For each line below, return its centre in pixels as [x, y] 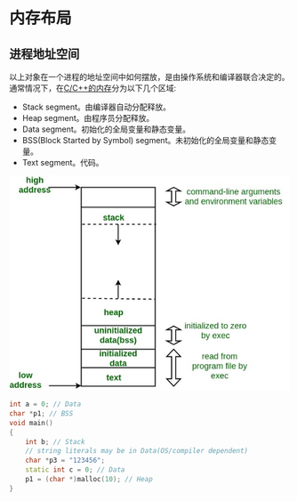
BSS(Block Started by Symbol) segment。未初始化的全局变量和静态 [145, 140]
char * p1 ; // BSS [41, 413]
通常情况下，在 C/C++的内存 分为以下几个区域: [93, 88]
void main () [31, 423]
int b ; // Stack [56, 441]
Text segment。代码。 [63, 162]
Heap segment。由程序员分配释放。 [88, 118]
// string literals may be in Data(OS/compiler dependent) [137, 451]
